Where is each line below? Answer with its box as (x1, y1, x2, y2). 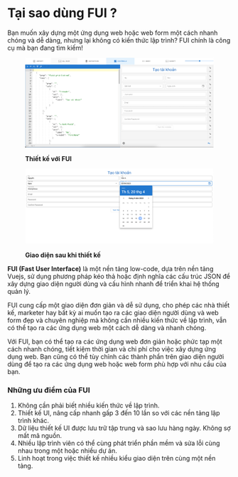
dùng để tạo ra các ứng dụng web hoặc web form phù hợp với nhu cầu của (7, 360, 227, 368)
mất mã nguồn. (17, 432, 63, 440)
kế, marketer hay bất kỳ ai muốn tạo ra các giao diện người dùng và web (7, 308, 219, 317)
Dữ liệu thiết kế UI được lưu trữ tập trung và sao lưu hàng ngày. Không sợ (17, 424, 231, 432)
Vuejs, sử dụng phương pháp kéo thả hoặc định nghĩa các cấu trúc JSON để (7, 272, 231, 280)
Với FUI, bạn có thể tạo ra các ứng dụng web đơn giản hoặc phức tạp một (7, 337, 222, 346)
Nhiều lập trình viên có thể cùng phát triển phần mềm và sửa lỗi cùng (17, 439, 220, 448)
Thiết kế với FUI (25, 154, 72, 163)
